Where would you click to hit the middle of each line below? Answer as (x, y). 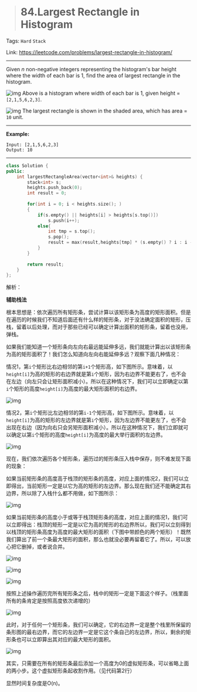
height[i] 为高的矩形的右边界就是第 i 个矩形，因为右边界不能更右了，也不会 (96, 374)
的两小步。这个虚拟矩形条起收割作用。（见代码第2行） (71, 671)
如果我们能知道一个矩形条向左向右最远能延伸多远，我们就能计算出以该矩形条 (98, 347)
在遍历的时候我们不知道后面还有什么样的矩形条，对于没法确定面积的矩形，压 (98, 320)
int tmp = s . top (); (72, 231)
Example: (18, 134)
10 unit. (15, 117)
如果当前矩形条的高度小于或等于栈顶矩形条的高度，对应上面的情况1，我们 (94, 517)
